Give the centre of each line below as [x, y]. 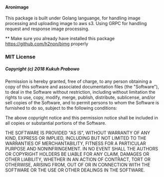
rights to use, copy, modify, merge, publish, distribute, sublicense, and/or [80, 97]
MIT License [20, 57]
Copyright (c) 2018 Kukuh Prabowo [42, 69]
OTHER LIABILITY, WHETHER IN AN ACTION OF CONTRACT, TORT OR [78, 159]
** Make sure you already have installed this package [60, 39]
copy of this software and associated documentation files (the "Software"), [82, 87]
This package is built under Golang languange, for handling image [73, 18]
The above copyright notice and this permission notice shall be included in [82, 118]
